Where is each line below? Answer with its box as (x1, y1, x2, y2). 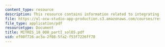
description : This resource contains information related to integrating (5, 12, 160, 17)
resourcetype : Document (5, 25, 54, 30)
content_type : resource (5, 7, 54, 12)
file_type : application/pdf (5, 21, 63, 26)
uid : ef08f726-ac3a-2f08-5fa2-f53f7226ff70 (5, 35, 96, 40)
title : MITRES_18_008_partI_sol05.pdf (5, 30, 84, 35)
